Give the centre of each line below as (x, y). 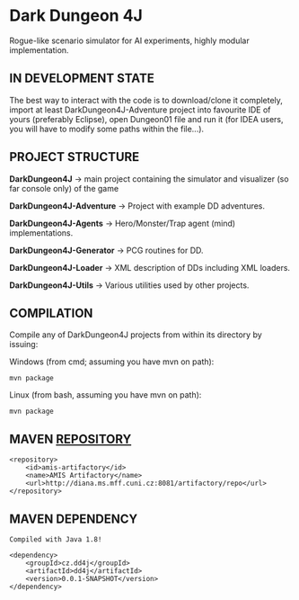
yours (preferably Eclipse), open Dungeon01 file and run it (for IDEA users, (147, 119)
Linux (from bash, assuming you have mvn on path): (106, 395)
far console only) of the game (64, 188)
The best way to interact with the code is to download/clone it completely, (146, 100)
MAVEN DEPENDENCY (74, 519)
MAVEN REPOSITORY (70, 439)
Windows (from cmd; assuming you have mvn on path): (112, 362)
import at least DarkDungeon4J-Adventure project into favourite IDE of (140, 110)
